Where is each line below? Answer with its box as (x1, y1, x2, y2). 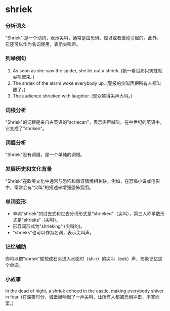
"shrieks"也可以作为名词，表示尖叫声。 (12, 229, 95, 235)
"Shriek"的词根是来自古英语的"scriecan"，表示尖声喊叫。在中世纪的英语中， (5, 119, 164, 125)
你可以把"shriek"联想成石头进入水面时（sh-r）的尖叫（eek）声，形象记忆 (5, 256, 158, 262)
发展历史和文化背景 (5, 166, 52, 173)
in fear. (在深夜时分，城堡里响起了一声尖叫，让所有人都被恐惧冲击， (5, 294, 147, 300)
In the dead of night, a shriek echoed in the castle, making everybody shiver (5, 288, 164, 294)
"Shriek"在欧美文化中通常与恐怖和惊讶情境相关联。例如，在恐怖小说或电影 (5, 178, 160, 184)
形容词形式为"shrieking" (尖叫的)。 (12, 223, 85, 229)
